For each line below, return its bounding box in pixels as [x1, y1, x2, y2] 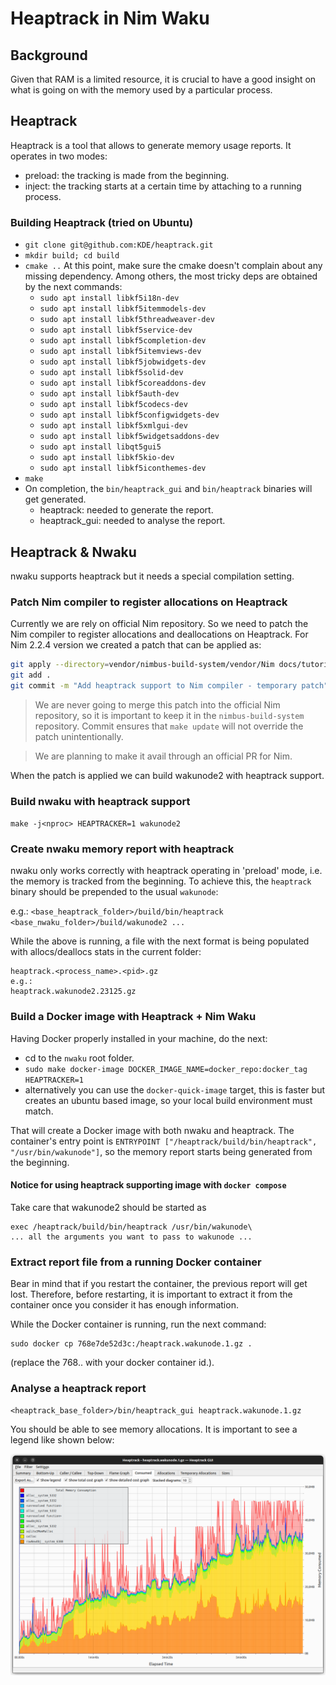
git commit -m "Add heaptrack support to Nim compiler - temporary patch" [10, 680, 329, 691]
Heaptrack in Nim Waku [10, 7, 210, 30]
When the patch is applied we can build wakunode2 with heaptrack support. [10, 769, 325, 781]
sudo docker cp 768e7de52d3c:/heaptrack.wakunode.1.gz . [10, 1339, 253, 1349]
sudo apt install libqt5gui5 [39, 442, 162, 452]
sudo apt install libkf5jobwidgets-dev [39, 357, 207, 367]
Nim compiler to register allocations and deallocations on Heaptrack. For [10, 628, 309, 641]
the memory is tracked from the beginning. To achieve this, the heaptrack [10, 875, 312, 887]
